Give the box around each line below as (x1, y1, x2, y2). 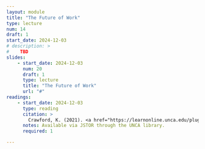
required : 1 (22, 128, 53, 134)
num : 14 (6, 26, 26, 32)
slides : (6, 54, 26, 60)
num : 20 (22, 65, 43, 72)
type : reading (22, 105, 59, 112)
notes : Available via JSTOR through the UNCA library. (22, 123, 165, 129)
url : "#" (22, 89, 45, 95)
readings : (6, 94, 32, 100)
